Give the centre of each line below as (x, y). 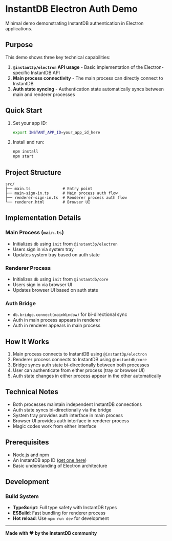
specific (21, 72)
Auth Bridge (20, 303)
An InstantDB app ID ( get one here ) (50, 460)
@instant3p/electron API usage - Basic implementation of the (78, 67)
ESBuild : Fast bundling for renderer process (59, 513)
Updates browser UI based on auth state (55, 290)
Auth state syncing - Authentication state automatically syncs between (88, 89)
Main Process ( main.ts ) (35, 233)
